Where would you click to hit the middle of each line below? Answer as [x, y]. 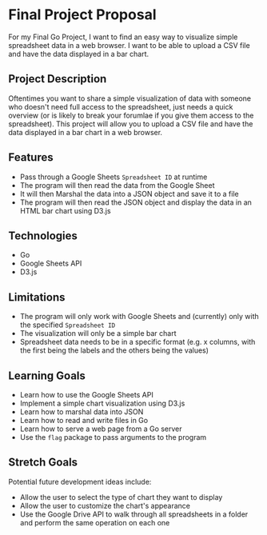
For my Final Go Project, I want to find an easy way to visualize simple [123, 37]
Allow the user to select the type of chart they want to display [121, 497]
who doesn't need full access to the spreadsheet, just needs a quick [121, 106]
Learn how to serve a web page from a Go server [101, 429]
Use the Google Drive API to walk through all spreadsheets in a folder [134, 514]
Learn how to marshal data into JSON [82, 412]
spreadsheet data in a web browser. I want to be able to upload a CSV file [129, 45]
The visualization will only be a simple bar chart [98, 333]
